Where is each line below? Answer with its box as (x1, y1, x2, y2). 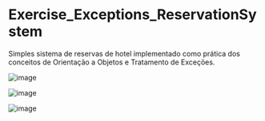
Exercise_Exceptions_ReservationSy (8, 6, 258, 24)
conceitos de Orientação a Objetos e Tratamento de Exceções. (8, 57, 215, 67)
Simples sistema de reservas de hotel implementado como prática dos (8, 49, 240, 58)
